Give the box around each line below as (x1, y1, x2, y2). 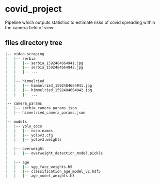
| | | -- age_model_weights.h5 (5, 173, 75, 178)
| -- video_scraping (5, 51, 45, 56)
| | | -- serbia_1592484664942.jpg (5, 65, 83, 70)
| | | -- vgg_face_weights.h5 (5, 164, 73, 169)
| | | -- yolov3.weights (5, 137, 62, 142)
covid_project (5, 3, 62, 15)
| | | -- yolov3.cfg (5, 133, 53, 138)
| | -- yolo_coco (5, 124, 42, 129)
